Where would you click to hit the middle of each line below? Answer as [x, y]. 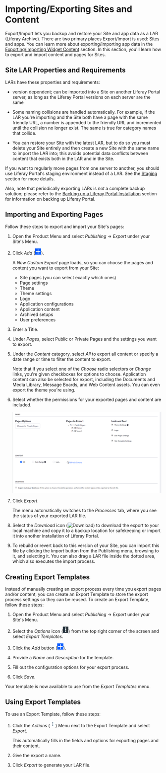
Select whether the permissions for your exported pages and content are [87, 399]
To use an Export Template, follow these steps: [53, 714]
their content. [26, 746]
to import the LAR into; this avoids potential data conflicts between [80, 153]
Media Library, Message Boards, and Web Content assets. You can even [86, 385]
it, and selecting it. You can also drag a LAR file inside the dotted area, [84, 556]
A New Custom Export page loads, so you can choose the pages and [83, 262]
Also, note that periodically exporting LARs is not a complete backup [75, 188]
